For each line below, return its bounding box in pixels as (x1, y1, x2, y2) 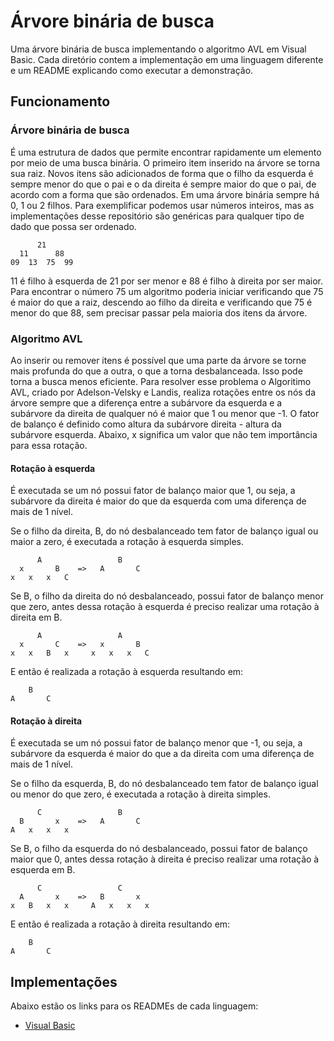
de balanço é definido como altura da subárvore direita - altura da (10, 418, 282, 430)
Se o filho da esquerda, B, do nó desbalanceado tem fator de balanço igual (10, 778, 319, 790)
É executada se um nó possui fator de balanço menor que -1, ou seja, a (10, 737, 303, 749)
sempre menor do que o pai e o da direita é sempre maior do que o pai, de (10, 178, 317, 190)
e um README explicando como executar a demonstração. (10, 64, 254, 76)
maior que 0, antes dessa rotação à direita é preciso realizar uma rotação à (10, 853, 320, 865)
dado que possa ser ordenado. (10, 220, 137, 232)
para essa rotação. (10, 439, 88, 451)
